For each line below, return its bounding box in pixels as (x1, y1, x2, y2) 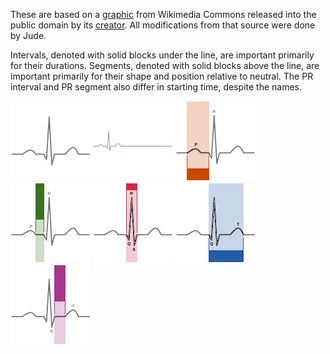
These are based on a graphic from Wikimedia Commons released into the (10, 9, 317, 20)
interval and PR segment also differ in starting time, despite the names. (10, 81, 303, 93)
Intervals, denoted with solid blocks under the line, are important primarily (10, 49, 315, 61)
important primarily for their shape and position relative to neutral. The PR (10, 70, 314, 82)
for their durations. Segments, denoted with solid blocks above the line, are (10, 60, 320, 71)
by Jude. (10, 30, 47, 41)
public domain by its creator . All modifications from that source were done (10, 19, 316, 31)
